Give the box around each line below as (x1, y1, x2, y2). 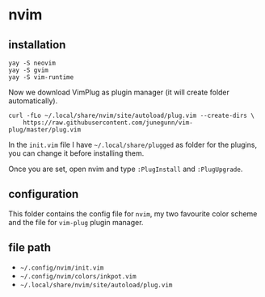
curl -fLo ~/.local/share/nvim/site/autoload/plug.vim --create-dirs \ (8, 111, 254, 119)
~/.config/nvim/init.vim (19, 264, 104, 272)
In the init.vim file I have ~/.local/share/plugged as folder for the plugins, (8, 140, 257, 149)
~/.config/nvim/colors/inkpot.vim (19, 272, 137, 280)
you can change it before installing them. (8, 148, 145, 158)
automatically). (8, 96, 58, 106)
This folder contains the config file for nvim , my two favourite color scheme (8, 208, 258, 219)
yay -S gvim (8, 66, 48, 74)
